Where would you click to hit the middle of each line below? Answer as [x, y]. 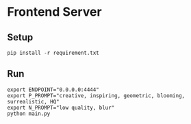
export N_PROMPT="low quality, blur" [61, 108]
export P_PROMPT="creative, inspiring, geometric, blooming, [96, 96]
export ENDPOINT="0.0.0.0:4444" [53, 90]
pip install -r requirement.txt [53, 53]
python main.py [29, 114]
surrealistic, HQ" [33, 101]
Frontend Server [54, 12]
